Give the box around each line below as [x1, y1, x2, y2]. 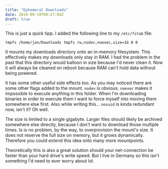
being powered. [5, 70, 38, 76]
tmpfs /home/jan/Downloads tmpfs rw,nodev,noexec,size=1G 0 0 [5, 40, 138, 45]
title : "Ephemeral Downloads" [5, 7, 69, 13]
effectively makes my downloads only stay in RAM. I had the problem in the [5, 54, 160, 60]
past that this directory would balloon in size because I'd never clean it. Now [5, 60, 163, 66]
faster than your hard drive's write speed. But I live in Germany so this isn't [5, 152, 159, 158]
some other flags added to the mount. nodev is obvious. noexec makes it [5, 85, 152, 91]
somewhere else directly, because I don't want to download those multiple [5, 121, 159, 128]
